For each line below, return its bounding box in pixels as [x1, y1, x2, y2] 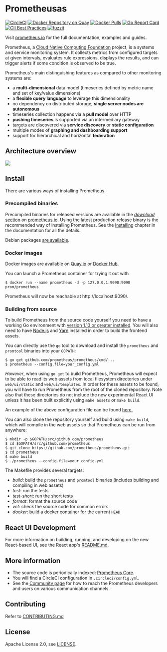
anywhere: [5, 427, 27, 433]
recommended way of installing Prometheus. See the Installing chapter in [5, 222, 156, 228]
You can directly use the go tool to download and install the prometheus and [5, 342, 159, 348]
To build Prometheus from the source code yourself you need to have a [5, 317, 152, 323]
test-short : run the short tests [12, 493, 73, 499]
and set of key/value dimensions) [12, 90, 81, 96]
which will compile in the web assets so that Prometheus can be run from [5, 422, 156, 428]
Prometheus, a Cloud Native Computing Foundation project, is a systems [5, 44, 155, 50]
